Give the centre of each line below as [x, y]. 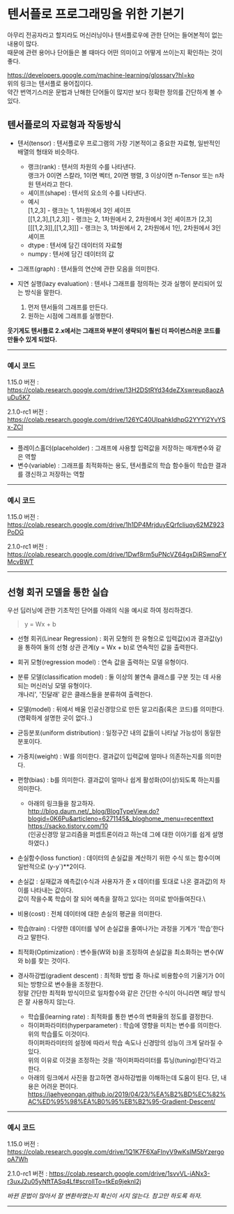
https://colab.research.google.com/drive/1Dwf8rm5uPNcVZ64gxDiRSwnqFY [117, 555]
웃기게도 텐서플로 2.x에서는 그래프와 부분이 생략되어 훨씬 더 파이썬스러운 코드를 [114, 330]
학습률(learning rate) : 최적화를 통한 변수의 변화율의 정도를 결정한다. [120, 1017]
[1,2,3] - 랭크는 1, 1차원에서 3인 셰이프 [79, 210]
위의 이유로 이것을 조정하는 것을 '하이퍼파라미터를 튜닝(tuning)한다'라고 [124, 1061]
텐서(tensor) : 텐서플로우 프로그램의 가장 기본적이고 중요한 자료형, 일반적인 [119, 143]
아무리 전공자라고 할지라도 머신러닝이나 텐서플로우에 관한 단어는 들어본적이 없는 [115, 35]
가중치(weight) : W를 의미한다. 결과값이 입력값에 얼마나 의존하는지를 [110, 756]
